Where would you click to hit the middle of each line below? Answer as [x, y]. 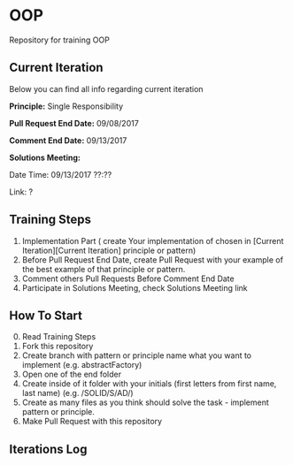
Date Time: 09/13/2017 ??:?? [61, 174]
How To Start [46, 315]
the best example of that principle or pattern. [104, 269]
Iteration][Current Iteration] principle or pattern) [109, 250]
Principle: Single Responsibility [66, 106]
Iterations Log [48, 449]
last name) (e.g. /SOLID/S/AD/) [78, 393]
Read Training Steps [59, 337]
